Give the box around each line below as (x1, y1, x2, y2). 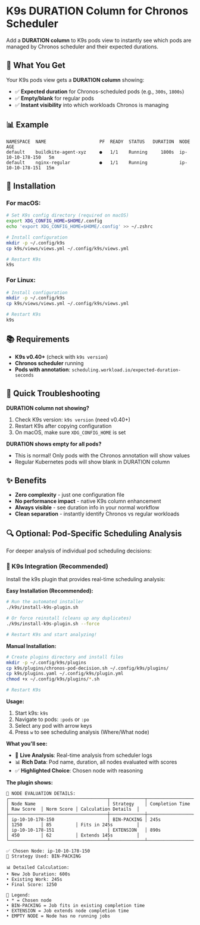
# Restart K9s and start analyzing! (6, 631, 97, 637)
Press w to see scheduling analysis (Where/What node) (14, 728, 150, 736)
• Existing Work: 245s (6, 877, 62, 883)
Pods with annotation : (14, 366, 70, 373)
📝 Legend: (6, 892, 31, 898)
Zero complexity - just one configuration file (14, 491, 125, 499)
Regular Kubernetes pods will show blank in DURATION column (14, 458, 170, 465)
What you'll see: (6, 740, 48, 747)
